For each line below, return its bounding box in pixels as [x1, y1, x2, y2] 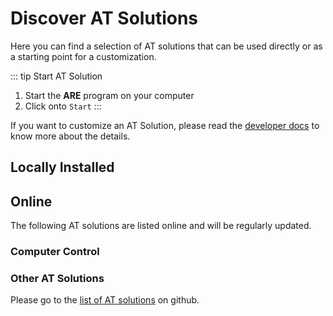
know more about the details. [10, 130, 131, 142]
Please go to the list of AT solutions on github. [10, 294, 200, 306]
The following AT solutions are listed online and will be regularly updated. [10, 220, 312, 232]
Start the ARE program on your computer [24, 89, 195, 101]
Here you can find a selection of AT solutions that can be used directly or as [10, 40, 323, 52]
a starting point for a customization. [10, 50, 157, 62]
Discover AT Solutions [10, 7, 199, 30]
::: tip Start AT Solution [10, 70, 103, 82]
